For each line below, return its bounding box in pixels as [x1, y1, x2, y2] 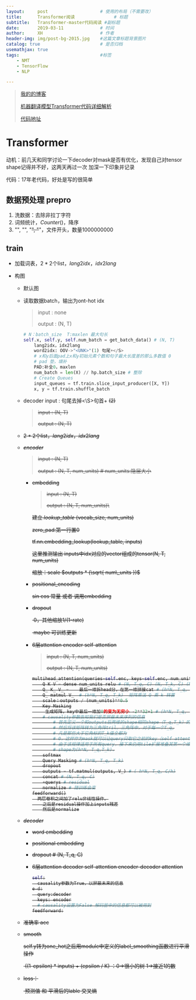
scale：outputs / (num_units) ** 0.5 [43, 698, 128, 704]
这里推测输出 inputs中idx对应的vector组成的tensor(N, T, [32, 550, 166, 557]
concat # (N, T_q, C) [43, 774, 95, 780]
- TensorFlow [16, 63, 48, 69]
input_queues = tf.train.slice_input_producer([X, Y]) [34, 380, 170, 387]
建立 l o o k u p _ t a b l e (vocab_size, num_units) [32, 514, 134, 521]
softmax [43, 752, 61, 758]
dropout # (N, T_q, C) [32, 851, 83, 858]
